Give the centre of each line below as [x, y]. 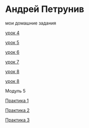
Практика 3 [17, 120]
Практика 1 [17, 100]
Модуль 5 [15, 90]
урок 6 [12, 52]
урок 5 [12, 42]
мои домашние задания [31, 23]
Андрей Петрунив [45, 9]
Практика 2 [17, 110]
